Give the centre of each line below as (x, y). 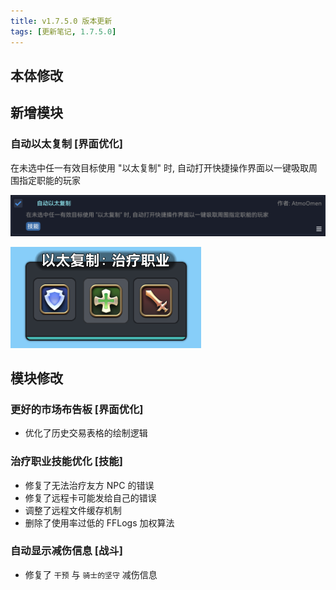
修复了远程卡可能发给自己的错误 (90, 497)
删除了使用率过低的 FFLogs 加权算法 (99, 522)
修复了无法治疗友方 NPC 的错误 (89, 485)
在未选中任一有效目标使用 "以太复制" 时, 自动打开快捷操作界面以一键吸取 (159, 167)
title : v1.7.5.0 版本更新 (61, 21)
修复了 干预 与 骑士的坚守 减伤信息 (91, 574)
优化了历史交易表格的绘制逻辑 (86, 433)
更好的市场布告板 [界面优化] (77, 409)
